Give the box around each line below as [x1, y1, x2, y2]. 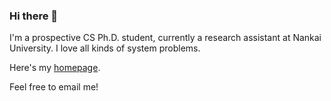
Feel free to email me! [9, 81, 99, 93]
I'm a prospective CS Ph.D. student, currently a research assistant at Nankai [9, 32, 322, 44]
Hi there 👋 [9, 9, 59, 23]
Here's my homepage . [9, 62, 101, 74]
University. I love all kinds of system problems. [9, 42, 201, 54]
